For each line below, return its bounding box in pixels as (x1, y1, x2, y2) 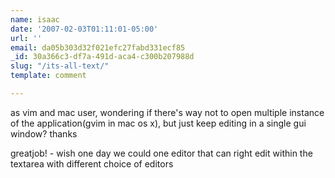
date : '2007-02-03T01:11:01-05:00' (10, 24, 159, 34)
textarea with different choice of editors (10, 157, 174, 170)
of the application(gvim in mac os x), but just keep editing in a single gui (10, 117, 307, 129)
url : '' (10, 33, 43, 43)
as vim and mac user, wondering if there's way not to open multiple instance (10, 106, 325, 118)
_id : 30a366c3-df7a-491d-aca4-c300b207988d (10, 52, 195, 62)
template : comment (10, 71, 87, 81)
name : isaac (10, 14, 60, 25)
